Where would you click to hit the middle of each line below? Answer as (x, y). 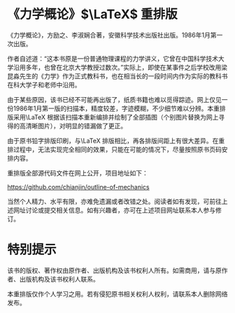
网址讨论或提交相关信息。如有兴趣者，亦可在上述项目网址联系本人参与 (114, 210)
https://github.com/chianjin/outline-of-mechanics (78, 187)
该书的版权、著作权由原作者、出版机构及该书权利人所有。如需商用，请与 (111, 270)
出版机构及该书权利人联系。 (59, 279)
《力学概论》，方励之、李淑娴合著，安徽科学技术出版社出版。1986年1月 (109, 35)
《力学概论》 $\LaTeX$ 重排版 (93, 14)
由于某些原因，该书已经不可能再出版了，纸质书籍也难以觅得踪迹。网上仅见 (114, 99)
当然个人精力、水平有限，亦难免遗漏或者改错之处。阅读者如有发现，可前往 (114, 201)
